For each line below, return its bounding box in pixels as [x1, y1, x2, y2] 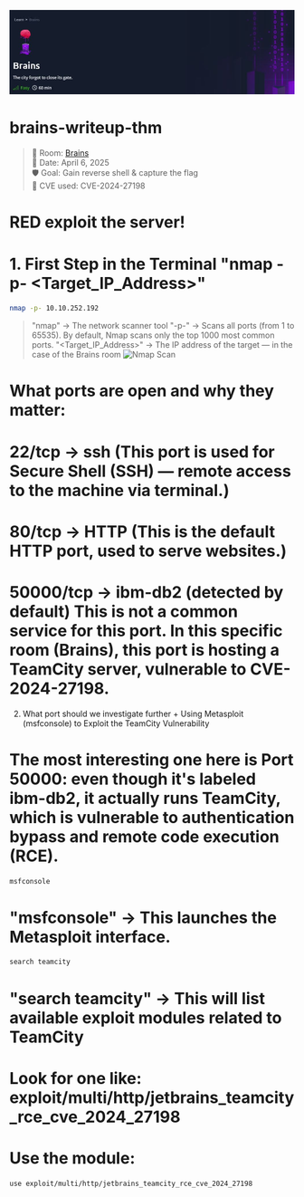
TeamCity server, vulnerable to [9, 658, 247, 679]
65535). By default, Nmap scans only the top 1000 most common [31, 330, 275, 340]
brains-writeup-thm [9, 118, 163, 139]
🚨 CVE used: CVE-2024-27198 [31, 180, 147, 191]
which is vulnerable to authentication [9, 807, 295, 828]
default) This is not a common [9, 601, 238, 621]
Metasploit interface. [9, 926, 171, 947]
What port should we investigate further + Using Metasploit [22, 708, 244, 719]
